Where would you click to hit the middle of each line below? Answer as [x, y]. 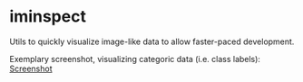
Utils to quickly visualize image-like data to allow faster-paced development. [152, 41]
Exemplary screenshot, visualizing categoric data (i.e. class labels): [135, 59]
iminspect [48, 17]
